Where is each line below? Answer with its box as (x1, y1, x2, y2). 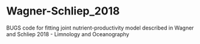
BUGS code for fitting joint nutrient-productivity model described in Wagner (6, 24, 194, 31)
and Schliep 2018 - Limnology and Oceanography (6, 30, 130, 37)
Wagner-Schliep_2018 (6, 4, 120, 18)
